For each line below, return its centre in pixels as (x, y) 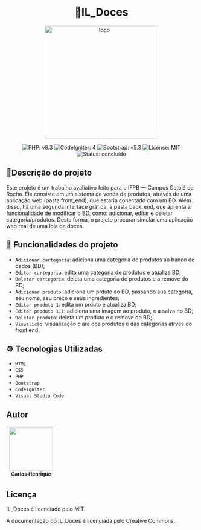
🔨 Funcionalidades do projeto (62, 245)
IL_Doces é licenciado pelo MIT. (46, 509)
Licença (22, 494)
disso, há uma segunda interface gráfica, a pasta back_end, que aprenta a (99, 206)
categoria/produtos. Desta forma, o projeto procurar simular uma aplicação (100, 219)
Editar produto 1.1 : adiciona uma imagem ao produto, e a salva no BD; (104, 311)
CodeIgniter (30, 390)
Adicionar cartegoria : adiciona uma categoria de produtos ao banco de (105, 260)
